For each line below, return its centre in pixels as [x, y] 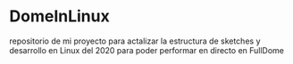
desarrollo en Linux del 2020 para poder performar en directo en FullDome [146, 50]
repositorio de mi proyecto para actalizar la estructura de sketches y [135, 41]
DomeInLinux [59, 16]
